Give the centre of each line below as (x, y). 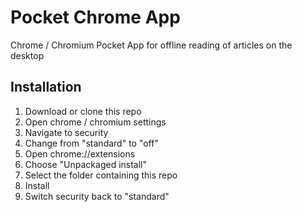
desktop (27, 55)
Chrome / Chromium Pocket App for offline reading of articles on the (151, 45)
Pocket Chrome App (95, 17)
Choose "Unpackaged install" (86, 164)
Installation (46, 87)
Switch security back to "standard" (97, 196)
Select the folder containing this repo (101, 175)
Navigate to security (66, 132)
